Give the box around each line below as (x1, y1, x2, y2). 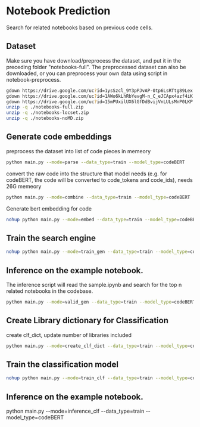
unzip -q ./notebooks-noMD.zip (6, 115, 84, 122)
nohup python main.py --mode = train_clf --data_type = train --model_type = (6, 375, 190, 381)
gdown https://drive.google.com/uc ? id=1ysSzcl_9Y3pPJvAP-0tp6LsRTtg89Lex (6, 88, 193, 94)
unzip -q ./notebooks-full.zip (6, 104, 84, 110)
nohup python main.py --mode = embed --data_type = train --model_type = (6, 216, 180, 222)
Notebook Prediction (6, 4, 111, 18)
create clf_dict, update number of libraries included (6, 331, 132, 338)
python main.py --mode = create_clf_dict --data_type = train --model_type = (6, 343, 190, 349)
